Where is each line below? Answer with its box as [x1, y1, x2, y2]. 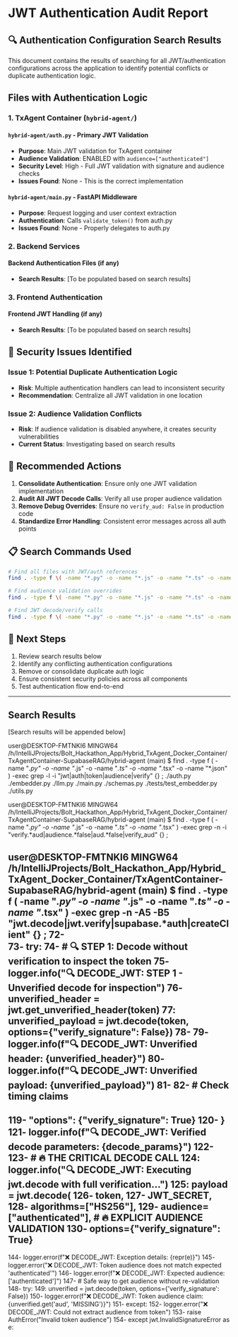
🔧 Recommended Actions [8, 461, 122, 473]
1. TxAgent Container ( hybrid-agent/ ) [8, 113, 137, 123]
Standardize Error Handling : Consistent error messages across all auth [18, 517, 227, 525]
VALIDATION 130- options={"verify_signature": [8, 1223, 221, 1235]
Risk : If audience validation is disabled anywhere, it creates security [18, 424, 217, 433]
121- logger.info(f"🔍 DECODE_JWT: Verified [8, 1127, 207, 1139]
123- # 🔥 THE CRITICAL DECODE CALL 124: [8, 1152, 201, 1164]
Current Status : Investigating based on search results [18, 439, 176, 448]
